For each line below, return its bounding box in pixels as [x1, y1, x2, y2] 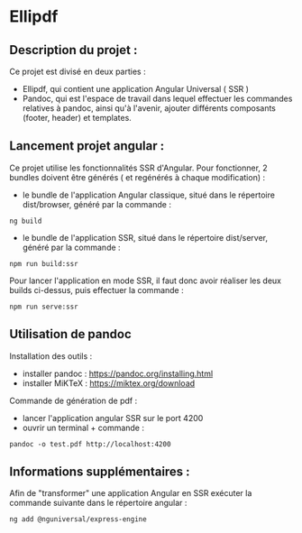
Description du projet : [9, 42, 138, 58]
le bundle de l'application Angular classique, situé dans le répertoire [22, 189, 275, 200]
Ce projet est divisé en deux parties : [9, 66, 146, 77]
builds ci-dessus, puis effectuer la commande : [9, 284, 184, 295]
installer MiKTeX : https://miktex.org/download [22, 377, 196, 389]
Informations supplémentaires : [9, 464, 191, 480]
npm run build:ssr [9, 259, 78, 268]
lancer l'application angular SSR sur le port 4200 [22, 412, 204, 423]
